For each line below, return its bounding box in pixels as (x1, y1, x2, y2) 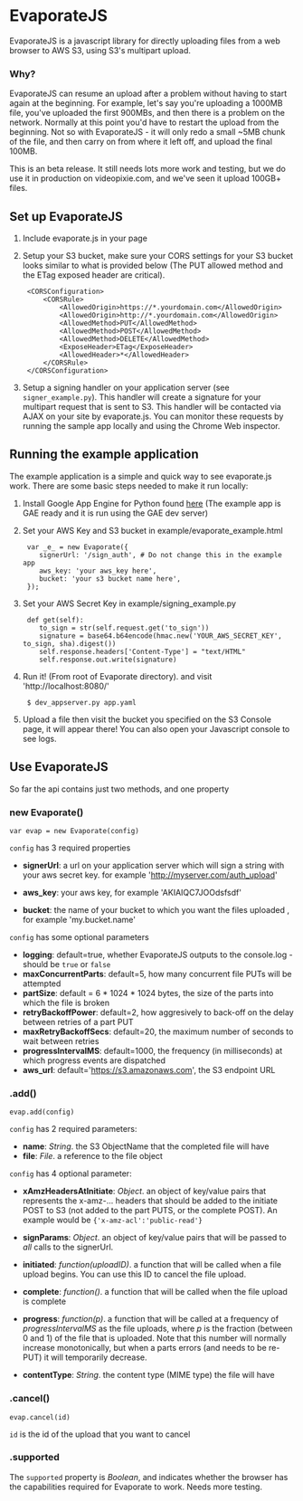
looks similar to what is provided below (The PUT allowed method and (22, 260, 283, 271)
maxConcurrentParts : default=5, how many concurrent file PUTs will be (22, 968, 292, 979)
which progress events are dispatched (22, 1055, 166, 1066)
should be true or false (22, 958, 111, 969)
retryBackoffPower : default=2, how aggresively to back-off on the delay (22, 1006, 294, 1018)
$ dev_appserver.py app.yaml (26, 698, 137, 707)
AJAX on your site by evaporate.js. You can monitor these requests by (22, 411, 284, 422)
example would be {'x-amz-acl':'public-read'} (22, 1214, 204, 1226)
